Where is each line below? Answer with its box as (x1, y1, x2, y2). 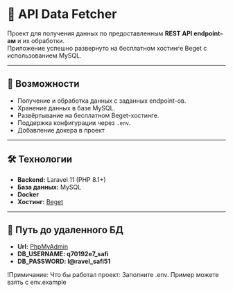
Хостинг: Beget (17, 197, 64, 206)
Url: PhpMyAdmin (17, 242, 68, 251)
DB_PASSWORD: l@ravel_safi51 (17, 257, 111, 266)
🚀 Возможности (7, 78, 80, 90)
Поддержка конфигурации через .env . (17, 118, 131, 127)
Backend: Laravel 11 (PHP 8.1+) (17, 175, 106, 183)
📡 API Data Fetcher (7, 6, 117, 22)
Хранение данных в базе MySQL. (17, 103, 116, 112)
